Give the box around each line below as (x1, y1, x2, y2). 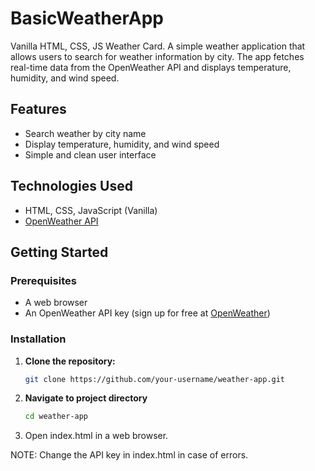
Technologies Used (10, 178, 133, 195)
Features (10, 101, 67, 118)
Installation (10, 332, 67, 346)
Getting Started (10, 243, 109, 261)
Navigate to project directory (24, 392, 148, 404)
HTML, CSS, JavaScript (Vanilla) (24, 204, 158, 216)
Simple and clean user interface (24, 148, 157, 161)
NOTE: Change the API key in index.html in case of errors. (10, 449, 249, 461)
